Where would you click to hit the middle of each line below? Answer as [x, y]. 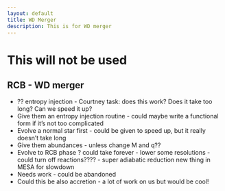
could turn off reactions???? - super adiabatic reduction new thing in [114, 160]
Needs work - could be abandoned [67, 175]
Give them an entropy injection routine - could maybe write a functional [118, 116]
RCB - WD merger [46, 85]
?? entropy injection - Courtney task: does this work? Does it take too [115, 102]
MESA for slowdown [46, 167]
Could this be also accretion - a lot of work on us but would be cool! [113, 181]
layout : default [30, 13]
